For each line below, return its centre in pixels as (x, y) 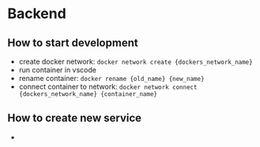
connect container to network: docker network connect (108, 86)
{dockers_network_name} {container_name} (88, 94)
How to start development (73, 43)
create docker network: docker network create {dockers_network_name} (136, 61)
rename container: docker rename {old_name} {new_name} (111, 78)
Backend (37, 14)
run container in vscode (57, 70)
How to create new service (75, 118)
